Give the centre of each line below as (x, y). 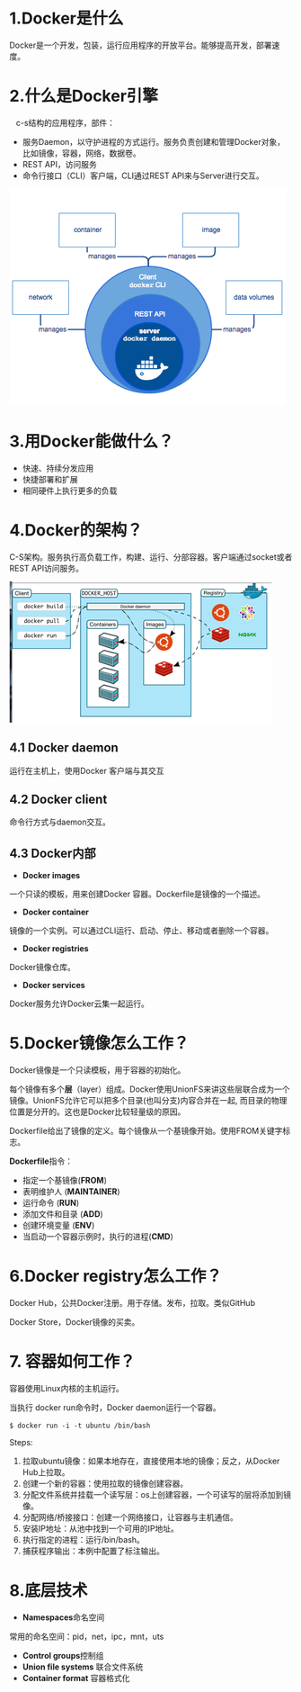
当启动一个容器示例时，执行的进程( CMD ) (97, 1237)
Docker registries (55, 949)
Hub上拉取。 (46, 1472)
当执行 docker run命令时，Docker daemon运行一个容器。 (115, 1408)
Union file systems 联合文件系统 (83, 1667)
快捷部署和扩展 (50, 479)
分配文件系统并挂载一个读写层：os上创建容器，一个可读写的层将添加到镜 (157, 1494)
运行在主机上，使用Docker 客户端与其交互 (87, 770)
